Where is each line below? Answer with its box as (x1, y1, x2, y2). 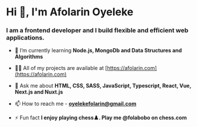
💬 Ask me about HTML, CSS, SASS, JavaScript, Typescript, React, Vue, (14, 82, 192, 89)
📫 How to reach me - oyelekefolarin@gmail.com (14, 100, 137, 108)
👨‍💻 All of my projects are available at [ (14, 65, 107, 72)
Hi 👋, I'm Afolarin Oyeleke (6, 5, 134, 19)
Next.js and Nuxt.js (14, 88, 63, 96)
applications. (6, 34, 45, 42)
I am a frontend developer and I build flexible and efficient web (6, 26, 189, 35)
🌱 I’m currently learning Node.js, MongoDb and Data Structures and (14, 47, 182, 54)
